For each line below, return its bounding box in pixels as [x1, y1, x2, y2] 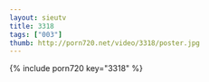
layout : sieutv [9, 13, 67, 23]
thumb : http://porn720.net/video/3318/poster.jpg [9, 38, 201, 48]
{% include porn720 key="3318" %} [9, 63, 143, 74]
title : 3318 [9, 22, 54, 31]
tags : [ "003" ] [9, 30, 63, 39]
